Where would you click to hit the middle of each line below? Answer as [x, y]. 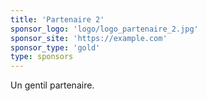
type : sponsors [42, 57]
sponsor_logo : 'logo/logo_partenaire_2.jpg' [104, 29]
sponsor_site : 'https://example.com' [89, 38]
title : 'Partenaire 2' [57, 19]
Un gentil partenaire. [52, 85]
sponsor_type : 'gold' [55, 47]
